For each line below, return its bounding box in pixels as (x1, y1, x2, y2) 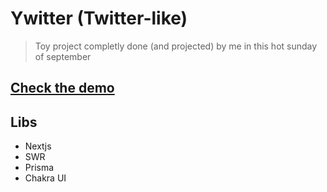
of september (34, 50, 92, 62)
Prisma (24, 162, 55, 174)
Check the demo (10, 80, 115, 97)
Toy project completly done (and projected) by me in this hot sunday (34, 40, 318, 52)
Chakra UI (24, 172, 67, 184)
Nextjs (24, 140, 52, 152)
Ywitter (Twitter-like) (10, 7, 188, 30)
